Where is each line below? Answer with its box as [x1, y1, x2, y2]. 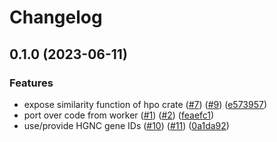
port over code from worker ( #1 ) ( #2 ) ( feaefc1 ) [23, 109, 215, 121]
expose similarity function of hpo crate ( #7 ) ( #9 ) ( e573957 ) [23, 98, 268, 110]
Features [9, 76, 54, 90]
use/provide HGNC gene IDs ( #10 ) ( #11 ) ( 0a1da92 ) [23, 119, 230, 131]
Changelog [9, 6, 103, 29]
